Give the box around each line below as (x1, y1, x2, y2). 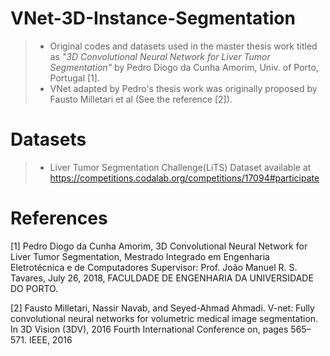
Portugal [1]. (49, 72, 100, 84)
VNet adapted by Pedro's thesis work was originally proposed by (49, 82, 318, 94)
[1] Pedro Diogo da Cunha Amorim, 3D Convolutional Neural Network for (10, 240, 308, 252)
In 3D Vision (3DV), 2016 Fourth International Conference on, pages (10, 323, 289, 335)
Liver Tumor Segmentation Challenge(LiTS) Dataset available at (49, 161, 312, 173)
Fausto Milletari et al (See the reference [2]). (49, 93, 233, 105)
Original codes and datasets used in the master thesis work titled (49, 40, 318, 52)
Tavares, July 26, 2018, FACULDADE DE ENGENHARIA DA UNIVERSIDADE (10, 272, 314, 284)
